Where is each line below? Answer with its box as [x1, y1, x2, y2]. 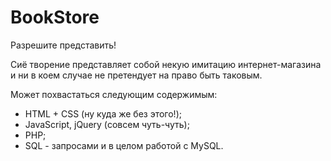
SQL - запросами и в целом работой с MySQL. [24, 139, 224, 151]
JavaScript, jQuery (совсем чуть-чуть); [24, 118, 190, 130]
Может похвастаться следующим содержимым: [10, 88, 218, 100]
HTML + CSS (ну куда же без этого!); [24, 107, 182, 120]
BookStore [10, 6, 100, 29]
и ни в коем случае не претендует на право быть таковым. [10, 69, 263, 81]
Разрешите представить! [10, 39, 117, 51]
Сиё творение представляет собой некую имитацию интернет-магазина [10, 58, 322, 70]
